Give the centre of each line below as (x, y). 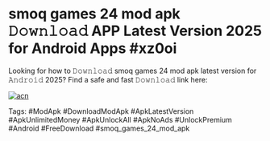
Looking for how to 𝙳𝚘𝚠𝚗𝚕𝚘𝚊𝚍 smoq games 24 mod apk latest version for (133, 70)
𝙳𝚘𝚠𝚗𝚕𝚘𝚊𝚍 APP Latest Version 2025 (135, 31)
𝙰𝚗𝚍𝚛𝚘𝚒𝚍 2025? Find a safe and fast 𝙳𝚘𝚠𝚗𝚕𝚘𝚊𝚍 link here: (108, 79)
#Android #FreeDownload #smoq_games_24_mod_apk (99, 128)
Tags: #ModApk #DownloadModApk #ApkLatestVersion (101, 111)
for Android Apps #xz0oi (93, 48)
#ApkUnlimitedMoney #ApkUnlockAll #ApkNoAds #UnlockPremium (120, 119)
